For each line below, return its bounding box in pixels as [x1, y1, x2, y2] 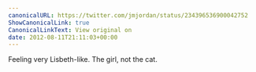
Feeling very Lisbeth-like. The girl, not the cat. [8, 55, 158, 64]
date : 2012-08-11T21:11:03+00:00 [8, 33, 118, 41]
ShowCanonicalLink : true [8, 19, 90, 27]
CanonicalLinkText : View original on [8, 26, 132, 34]
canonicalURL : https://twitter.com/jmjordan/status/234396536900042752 [8, 11, 248, 20]
